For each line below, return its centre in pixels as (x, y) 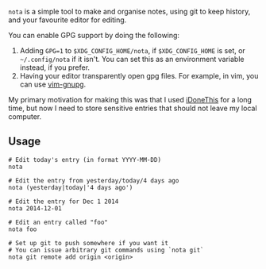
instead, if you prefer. (54, 67)
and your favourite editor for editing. (67, 20)
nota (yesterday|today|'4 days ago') (71, 187)
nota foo (23, 229)
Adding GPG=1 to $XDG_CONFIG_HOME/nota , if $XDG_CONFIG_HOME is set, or (133, 50)
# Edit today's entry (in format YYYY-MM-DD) (85, 159)
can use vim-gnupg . (53, 84)
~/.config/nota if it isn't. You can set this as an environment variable (132, 59)
